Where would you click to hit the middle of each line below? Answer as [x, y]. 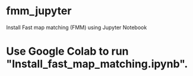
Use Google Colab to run [67, 51]
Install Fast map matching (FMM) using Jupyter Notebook [77, 27]
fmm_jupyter [39, 11]
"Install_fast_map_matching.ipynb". [97, 64]
